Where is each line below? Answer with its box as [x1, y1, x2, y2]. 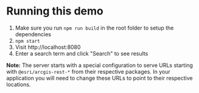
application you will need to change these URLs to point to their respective [6, 74, 193, 82]
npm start [15, 38, 41, 44]
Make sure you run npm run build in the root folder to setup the [15, 24, 174, 31]
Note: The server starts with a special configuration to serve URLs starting [6, 62, 194, 69]
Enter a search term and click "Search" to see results [15, 50, 148, 57]
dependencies [15, 30, 52, 37]
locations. [6, 80, 31, 88]
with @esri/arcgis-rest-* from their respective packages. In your [6, 68, 170, 75]
